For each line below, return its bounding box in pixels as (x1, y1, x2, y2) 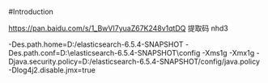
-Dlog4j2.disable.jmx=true (8, 65, 96, 75)
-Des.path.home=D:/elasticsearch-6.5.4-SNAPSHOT (8, 39, 184, 49)
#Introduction (8, 7, 54, 16)
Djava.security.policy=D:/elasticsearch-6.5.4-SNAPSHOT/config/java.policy (8, 56, 261, 66)
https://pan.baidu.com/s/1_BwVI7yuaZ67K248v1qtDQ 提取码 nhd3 (8, 23, 228, 33)
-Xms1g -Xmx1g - (202, 48, 261, 57)
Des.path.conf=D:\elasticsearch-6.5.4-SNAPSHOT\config (8, 48, 201, 57)
